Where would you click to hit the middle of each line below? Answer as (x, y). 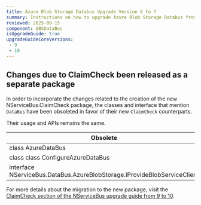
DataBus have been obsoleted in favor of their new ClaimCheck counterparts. (99, 111)
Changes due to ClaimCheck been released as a (97, 75)
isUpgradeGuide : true (33, 34)
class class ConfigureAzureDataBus (60, 157)
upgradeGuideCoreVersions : (40, 39)
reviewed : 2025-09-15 (33, 23)
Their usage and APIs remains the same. (56, 123)
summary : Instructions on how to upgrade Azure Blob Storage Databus (95, 17)
